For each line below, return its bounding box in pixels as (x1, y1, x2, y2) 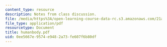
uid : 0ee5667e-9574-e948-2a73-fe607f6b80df (5, 35, 97, 40)
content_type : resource (5, 7, 55, 12)
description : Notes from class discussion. (5, 12, 97, 17)
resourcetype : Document (5, 25, 55, 30)
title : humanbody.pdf (5, 30, 50, 35)
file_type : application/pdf (5, 21, 64, 26)
